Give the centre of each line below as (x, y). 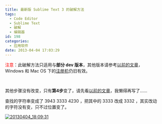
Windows (15, 71)
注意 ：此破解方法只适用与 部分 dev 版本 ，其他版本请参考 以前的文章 (72, 65)
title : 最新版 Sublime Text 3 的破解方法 (45, 9)
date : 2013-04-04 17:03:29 (32, 50)
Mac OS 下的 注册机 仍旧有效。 (60, 71)
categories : (17, 41)
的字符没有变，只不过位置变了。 (37, 107)
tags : (10, 14)
